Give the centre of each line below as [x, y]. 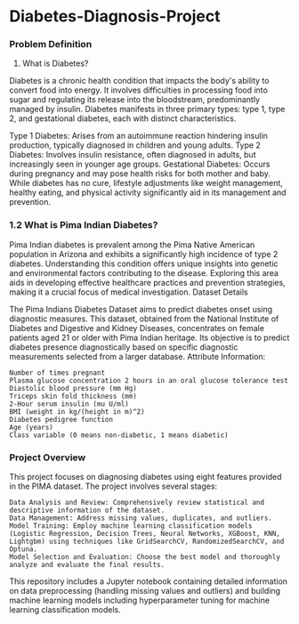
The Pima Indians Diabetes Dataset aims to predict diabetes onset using [141, 309]
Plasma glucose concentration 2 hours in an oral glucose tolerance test [149, 380]
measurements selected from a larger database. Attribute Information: [137, 356]
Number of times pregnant [57, 373]
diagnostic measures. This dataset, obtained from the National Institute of [144, 319]
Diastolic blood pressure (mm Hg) [73, 388]
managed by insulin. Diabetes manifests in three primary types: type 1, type [147, 109]
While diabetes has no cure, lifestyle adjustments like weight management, [146, 183]
